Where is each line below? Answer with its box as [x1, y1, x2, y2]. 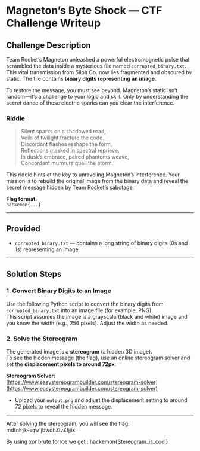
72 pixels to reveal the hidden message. [14, 403, 113, 410]
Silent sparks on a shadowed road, [20, 128, 106, 135]
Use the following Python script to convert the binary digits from [6, 300, 164, 307]
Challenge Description [6, 40, 91, 50]
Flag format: [6, 196, 37, 203]
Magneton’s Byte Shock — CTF [6, 4, 162, 17]
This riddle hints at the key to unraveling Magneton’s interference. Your [6, 171, 180, 178]
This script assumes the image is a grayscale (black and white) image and [6, 313, 187, 320]
